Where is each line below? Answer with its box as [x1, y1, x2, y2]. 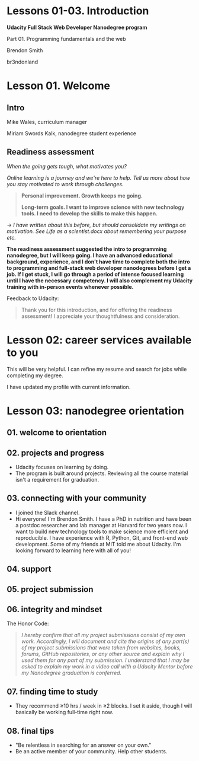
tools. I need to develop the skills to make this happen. [21, 209, 158, 217]
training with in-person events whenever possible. [7, 283, 134, 290]
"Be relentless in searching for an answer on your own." [15, 741, 152, 749]
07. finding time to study [7, 686, 98, 696]
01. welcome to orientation [7, 428, 107, 438]
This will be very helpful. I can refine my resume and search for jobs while [7, 365, 187, 372]
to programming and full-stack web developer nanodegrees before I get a [7, 264, 191, 271]
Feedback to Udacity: [7, 295, 59, 302]
